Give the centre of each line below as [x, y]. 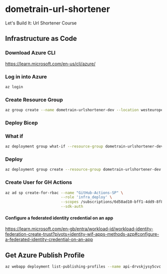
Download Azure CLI [30, 53]
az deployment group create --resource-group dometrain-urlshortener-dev [83, 170]
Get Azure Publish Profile [45, 255]
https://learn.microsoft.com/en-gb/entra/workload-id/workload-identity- [79, 229]
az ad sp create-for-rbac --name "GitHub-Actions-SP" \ [64, 193]
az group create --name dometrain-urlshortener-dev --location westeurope [84, 110]
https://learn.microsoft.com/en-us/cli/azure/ [50, 64]
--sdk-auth [72, 207]
